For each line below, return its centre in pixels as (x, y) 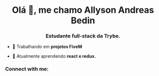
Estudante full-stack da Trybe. (83, 36)
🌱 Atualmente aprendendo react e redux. (54, 56)
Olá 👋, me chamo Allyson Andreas (83, 10)
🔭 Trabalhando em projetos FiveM (47, 47)
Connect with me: (27, 69)
